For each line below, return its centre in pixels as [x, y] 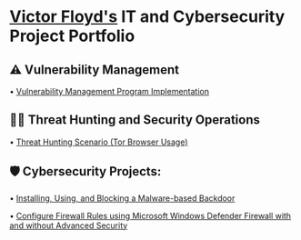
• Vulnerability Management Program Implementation [109, 91]
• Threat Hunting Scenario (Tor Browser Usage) [99, 142]
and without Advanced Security [69, 225]
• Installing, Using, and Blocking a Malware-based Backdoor [122, 198]
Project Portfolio [72, 36]
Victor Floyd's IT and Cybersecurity [147, 17]
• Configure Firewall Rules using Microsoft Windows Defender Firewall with [150, 215]
